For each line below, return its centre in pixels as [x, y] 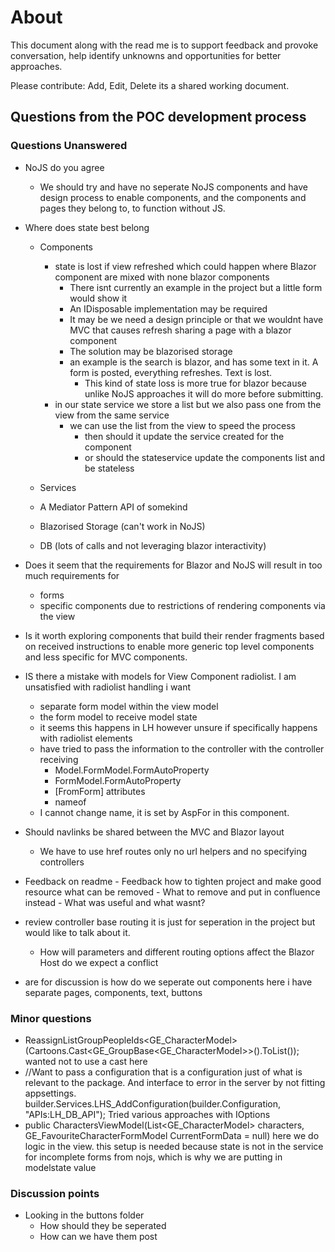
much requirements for [72, 575]
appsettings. [50, 1093]
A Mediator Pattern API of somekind [113, 507]
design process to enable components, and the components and [173, 197]
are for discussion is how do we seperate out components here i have [168, 982]
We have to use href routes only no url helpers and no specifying [173, 851]
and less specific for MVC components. [106, 657]
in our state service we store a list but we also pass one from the [188, 404]
